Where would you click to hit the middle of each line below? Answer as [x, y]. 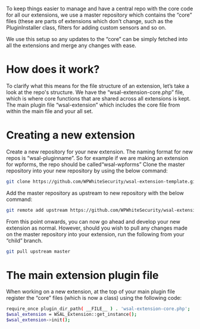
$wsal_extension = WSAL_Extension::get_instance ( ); [71, 315]
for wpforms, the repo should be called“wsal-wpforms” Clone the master [96, 164]
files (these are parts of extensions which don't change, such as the [90, 21]
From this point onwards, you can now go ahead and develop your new [93, 221]
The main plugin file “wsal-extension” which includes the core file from [93, 105]
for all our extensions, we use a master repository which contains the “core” [99, 15]
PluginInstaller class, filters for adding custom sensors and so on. [86, 27]
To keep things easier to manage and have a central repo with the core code [100, 9]
